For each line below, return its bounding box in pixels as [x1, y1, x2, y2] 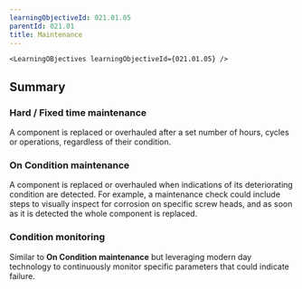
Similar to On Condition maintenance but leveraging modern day [9, 251, 252, 262]
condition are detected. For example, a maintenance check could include [9, 189, 281, 200]
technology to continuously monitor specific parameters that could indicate [9, 261, 289, 272]
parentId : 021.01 [9, 22, 75, 31]
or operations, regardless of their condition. [9, 136, 172, 147]
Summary [9, 79, 66, 95]
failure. [9, 270, 36, 281]
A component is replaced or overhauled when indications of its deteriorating [9, 180, 294, 191]
